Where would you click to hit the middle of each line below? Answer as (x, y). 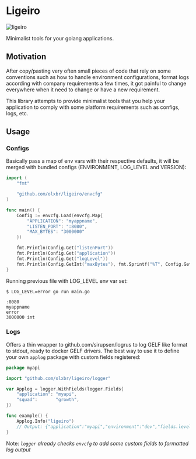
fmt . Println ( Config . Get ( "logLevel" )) (62, 259)
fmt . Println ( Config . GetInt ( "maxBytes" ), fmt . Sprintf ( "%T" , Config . (100, 264)
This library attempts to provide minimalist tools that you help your (85, 101)
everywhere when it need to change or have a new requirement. (83, 90)
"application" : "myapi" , (47, 394)
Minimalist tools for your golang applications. (60, 38)
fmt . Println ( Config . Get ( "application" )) (66, 254)
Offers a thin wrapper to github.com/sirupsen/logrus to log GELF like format (97, 344)
